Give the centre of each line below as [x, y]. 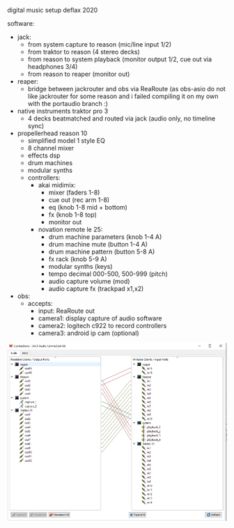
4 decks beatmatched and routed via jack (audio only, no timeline [122, 118]
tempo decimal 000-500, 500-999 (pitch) [108, 274]
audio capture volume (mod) [89, 281]
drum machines [50, 163]
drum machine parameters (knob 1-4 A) [105, 237]
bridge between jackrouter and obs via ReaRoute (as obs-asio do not [127, 89]
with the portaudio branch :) [68, 103]
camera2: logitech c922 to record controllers [102, 326]
